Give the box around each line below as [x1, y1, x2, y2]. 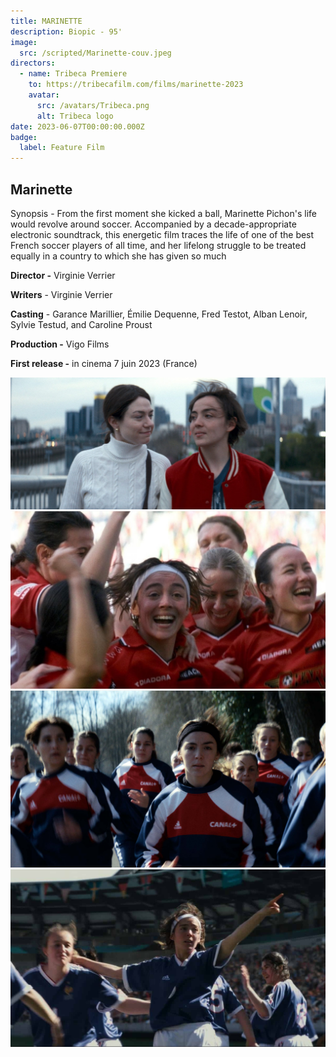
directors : [10, 58, 56, 69]
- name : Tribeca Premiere [19, 69, 128, 79]
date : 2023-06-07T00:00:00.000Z [10, 121, 145, 132]
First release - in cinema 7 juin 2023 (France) [10, 357, 198, 369]
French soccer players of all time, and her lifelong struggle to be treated [10, 239, 307, 251]
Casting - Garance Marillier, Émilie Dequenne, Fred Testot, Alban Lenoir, [10, 308, 308, 320]
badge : [10, 132, 38, 142]
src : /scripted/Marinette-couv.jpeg [19, 48, 172, 58]
